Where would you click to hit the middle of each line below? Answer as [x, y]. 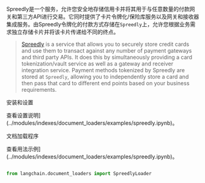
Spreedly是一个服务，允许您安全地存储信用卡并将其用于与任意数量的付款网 [101, 9]
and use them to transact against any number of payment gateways [106, 50]
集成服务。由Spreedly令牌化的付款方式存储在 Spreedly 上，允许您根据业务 [99, 24]
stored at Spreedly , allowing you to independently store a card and [105, 77]
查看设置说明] [24, 115]
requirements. [39, 90]
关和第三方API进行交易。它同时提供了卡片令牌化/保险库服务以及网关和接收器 [103, 17]
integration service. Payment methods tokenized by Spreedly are [103, 70]
